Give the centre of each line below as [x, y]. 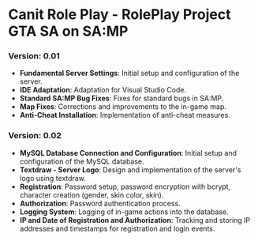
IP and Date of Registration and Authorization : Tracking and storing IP [135, 220]
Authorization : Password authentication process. [100, 203]
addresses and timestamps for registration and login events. [117, 228]
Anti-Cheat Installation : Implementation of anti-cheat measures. [125, 115]
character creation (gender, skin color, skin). [92, 194]
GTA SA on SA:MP [68, 31]
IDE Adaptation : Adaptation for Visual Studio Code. [103, 90]
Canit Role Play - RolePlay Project [120, 15]
